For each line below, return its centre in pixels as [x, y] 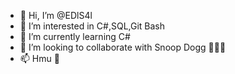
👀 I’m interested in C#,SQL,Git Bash [92, 26]
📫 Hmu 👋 [39, 58]
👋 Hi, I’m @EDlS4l [56, 15]
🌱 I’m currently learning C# [75, 36]
